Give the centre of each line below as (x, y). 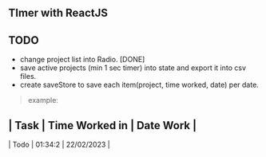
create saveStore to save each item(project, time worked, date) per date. (139, 85)
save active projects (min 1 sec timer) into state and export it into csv (133, 68)
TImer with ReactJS (58, 13)
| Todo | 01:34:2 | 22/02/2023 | (59, 145)
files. (28, 77)
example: (43, 100)
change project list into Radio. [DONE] (82, 60)
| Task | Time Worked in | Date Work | (103, 126)
